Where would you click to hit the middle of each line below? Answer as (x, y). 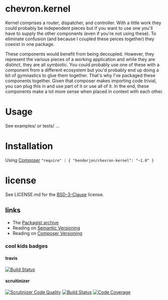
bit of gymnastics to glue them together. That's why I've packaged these (80, 75)
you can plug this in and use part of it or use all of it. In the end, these (77, 86)
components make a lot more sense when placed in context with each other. (84, 91)
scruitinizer (18, 281)
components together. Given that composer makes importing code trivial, (81, 81)
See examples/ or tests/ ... (32, 126)
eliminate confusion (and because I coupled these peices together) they (80, 39)
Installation (29, 146)
